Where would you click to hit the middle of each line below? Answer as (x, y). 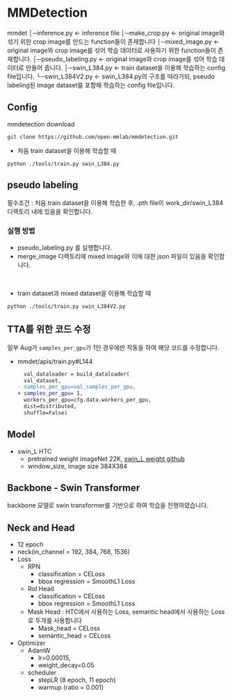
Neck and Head (41, 527)
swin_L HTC (34, 451)
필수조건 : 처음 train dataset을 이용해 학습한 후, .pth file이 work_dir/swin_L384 (115, 202)
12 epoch (30, 544)
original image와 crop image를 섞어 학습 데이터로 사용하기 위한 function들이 (112, 50)
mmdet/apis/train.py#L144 (55, 361)
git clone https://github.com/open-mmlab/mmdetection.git (93, 137)
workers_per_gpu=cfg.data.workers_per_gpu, (88, 400)
